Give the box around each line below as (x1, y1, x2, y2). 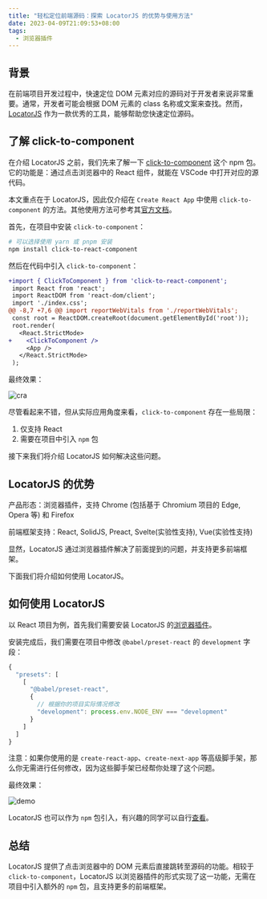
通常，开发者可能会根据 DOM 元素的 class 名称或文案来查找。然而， (22, 99, 247, 108)
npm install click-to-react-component (8, 245, 138, 253)
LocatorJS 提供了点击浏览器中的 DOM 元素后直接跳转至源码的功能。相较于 (8, 861, 254, 872)
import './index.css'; (11, 299, 88, 308)
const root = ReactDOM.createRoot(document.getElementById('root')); (11, 314, 249, 322)
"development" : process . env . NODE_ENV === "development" (37, 708, 228, 716)
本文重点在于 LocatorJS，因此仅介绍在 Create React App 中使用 (8, 194, 218, 204)
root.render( (11, 321, 56, 329)
